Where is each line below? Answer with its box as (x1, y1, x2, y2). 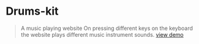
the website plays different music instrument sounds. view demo (20, 31, 184, 38)
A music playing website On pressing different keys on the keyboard (20, 24, 193, 32)
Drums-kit (6, 4, 59, 18)
